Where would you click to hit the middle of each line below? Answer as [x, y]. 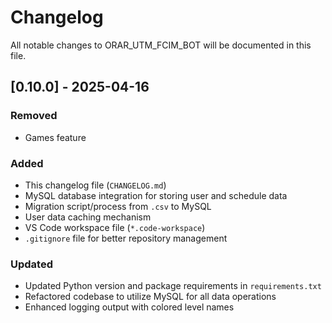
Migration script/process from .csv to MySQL [118, 206]
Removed [34, 116]
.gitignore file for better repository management [126, 238]
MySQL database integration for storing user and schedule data [156, 195]
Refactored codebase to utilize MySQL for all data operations [150, 297]
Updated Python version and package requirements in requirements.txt [173, 286]
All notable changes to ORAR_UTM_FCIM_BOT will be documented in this [161, 45]
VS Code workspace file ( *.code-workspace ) [115, 227]
